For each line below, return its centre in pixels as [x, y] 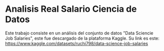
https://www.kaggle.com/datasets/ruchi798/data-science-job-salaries [77, 43]
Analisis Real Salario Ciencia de [71, 9]
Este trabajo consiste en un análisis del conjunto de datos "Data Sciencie [79, 33]
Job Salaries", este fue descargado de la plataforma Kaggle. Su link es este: [82, 38]
